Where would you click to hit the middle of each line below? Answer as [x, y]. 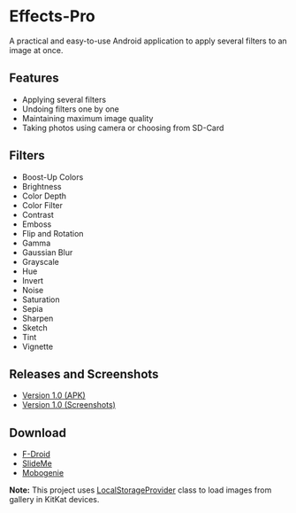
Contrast [38, 214]
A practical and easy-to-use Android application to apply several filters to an [148, 41]
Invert [33, 280]
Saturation [41, 299]
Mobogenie [43, 473]
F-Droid [36, 455]
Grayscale [40, 261]
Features [34, 78]
